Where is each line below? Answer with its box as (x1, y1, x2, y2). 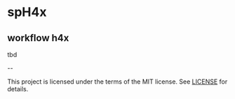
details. (7, 85, 29, 93)
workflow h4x (7, 32, 69, 44)
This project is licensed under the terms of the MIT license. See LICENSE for (7, 77, 228, 86)
